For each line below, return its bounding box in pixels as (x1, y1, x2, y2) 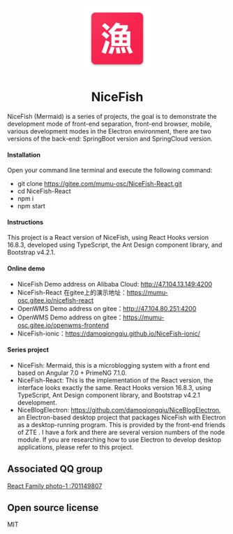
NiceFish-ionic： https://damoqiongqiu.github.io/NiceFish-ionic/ (17, 329, 201, 338)
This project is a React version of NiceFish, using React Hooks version (7, 233, 209, 242)
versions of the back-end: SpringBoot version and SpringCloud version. (7, 134, 213, 143)
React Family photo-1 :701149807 (7, 482, 103, 490)
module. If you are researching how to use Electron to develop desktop (17, 435, 222, 444)
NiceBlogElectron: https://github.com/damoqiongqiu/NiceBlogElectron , (17, 405, 221, 414)
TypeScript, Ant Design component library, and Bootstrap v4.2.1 (17, 391, 200, 399)
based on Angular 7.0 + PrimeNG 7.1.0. (17, 368, 128, 377)
